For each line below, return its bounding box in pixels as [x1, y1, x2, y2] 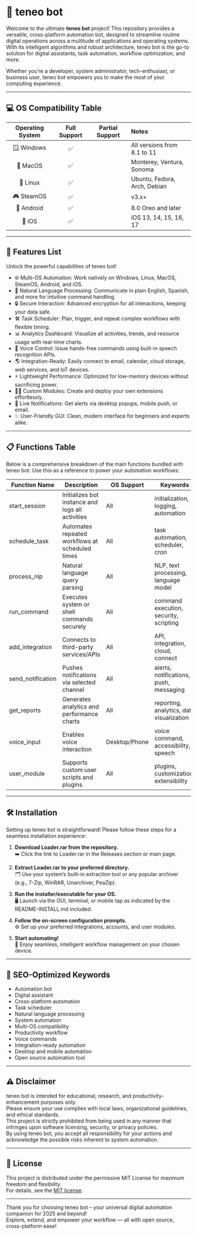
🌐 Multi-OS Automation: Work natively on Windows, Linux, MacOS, [14, 274, 176, 281]
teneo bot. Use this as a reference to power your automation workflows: [6, 467, 180, 474]
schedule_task [9, 537, 49, 545]
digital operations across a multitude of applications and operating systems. [6, 37, 189, 44]
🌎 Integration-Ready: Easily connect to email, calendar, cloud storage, [14, 357, 185, 364]
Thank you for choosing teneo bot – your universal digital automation [6, 1203, 172, 1211]
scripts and [62, 773, 93, 781]
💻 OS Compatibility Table [6, 103, 102, 114]
